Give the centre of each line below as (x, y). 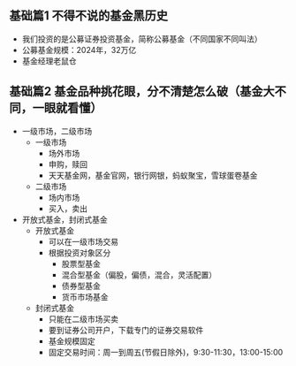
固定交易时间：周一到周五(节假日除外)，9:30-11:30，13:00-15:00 (166, 352)
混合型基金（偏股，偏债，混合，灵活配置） (139, 274)
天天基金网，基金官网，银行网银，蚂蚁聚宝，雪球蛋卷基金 (153, 175)
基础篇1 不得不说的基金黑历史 (89, 16)
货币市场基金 (85, 297)
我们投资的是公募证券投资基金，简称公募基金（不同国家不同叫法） (142, 39)
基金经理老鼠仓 (49, 61)
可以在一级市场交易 (83, 241)
